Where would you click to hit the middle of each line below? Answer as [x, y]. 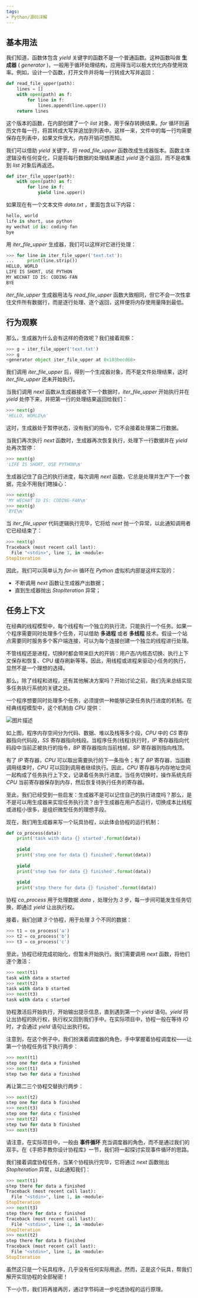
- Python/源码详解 [27, 17]
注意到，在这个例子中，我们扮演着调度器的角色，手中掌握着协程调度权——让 [99, 1039]
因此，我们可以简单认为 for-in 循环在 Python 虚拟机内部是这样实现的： [91, 570]
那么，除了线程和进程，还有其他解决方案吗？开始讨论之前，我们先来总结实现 [99, 680]
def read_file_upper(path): [41, 84]
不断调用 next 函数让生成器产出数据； [60, 583]
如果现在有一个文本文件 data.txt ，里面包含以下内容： [71, 205]
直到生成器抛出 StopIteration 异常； [58, 590]
